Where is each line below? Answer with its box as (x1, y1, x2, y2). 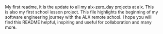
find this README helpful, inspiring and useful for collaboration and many (5, 19, 152, 25)
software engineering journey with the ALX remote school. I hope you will (5, 14, 152, 20)
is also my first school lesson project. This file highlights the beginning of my (5, 9, 159, 15)
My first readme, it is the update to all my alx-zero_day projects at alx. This (5, 4, 154, 10)
